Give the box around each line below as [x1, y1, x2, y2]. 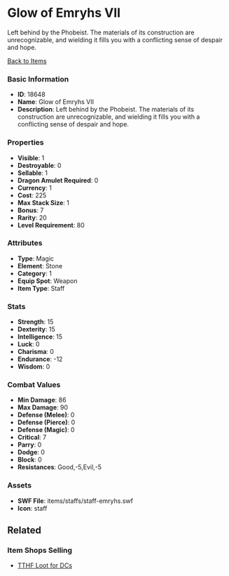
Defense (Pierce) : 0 [17, 418, 76, 426]
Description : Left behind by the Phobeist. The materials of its [17, 105, 195, 114]
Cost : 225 [17, 191, 47, 199]
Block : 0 [17, 455, 42, 464]
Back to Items [7, 56, 47, 65]
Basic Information [7, 74, 69, 84]
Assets [7, 480, 32, 490]
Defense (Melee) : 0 [17, 411, 75, 419]
